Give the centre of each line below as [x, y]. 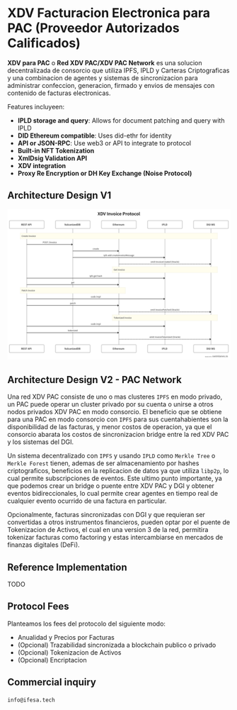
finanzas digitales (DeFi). [44, 545]
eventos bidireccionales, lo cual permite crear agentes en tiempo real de [112, 494]
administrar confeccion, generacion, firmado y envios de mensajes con [111, 85]
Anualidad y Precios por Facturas [66, 637]
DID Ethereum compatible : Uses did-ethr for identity [94, 135]
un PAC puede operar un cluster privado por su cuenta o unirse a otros [110, 404]
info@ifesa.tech [31, 700]
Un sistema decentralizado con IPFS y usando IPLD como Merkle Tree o [111, 456]
